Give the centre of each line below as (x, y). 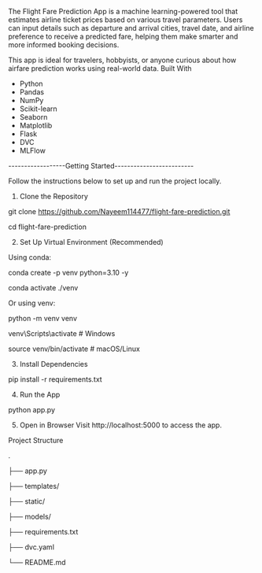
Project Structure (36, 440)
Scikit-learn (38, 109)
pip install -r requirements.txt (55, 379)
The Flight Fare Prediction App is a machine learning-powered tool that (123, 11)
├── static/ (27, 501)
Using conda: (30, 257)
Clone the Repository (54, 196)
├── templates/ (34, 486)
